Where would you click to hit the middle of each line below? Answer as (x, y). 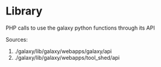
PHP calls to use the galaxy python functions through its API (80, 28)
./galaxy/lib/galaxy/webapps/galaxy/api (63, 51)
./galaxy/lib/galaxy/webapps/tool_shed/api (67, 57)
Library (24, 11)
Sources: (17, 39)
